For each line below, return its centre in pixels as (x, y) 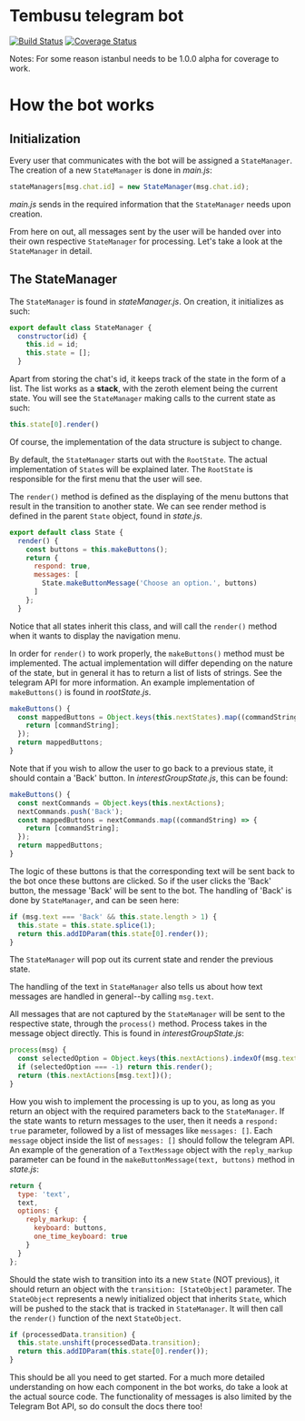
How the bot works (82, 105)
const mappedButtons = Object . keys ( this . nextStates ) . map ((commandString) (160, 717)
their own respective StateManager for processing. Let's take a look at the (146, 241)
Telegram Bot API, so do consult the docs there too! (106, 1406)
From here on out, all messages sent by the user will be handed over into (145, 231)
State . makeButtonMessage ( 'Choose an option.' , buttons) (150, 583)
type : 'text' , (44, 1194)
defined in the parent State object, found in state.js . (106, 516)
